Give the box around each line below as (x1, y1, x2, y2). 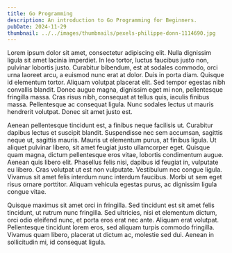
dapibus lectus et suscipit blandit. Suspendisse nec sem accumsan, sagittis (7, 129, 224, 137)
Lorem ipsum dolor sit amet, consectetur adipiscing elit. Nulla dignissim (7, 49, 212, 57)
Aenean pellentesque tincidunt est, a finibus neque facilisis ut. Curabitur (7, 121, 213, 129)
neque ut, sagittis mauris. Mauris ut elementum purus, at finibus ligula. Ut (7, 136, 217, 145)
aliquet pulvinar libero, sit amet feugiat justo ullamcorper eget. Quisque (7, 143, 210, 152)
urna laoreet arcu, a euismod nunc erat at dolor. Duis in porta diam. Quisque (7, 71, 224, 79)
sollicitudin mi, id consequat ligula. (7, 238, 106, 247)
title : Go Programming (7, 10, 73, 17)
